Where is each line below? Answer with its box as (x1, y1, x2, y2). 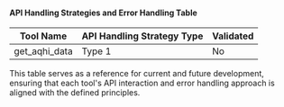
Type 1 (81, 45, 112, 58)
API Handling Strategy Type (81, 30, 204, 42)
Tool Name (19, 30, 68, 42)
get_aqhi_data (14, 45, 74, 58)
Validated (211, 30, 254, 42)
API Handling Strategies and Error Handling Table (9, 7, 198, 18)
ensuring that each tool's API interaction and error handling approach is (9, 77, 275, 89)
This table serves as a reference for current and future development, (9, 68, 264, 79)
